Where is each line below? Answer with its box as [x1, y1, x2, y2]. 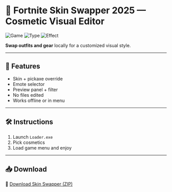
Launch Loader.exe [12, 134, 53, 140]
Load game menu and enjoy [12, 144, 72, 151]
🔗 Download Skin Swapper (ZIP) [5, 181, 73, 187]
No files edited [12, 92, 44, 98]
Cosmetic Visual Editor [5, 15, 105, 27]
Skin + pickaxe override [12, 75, 63, 81]
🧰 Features [5, 62, 40, 71]
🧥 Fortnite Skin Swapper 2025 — [5, 5, 146, 16]
